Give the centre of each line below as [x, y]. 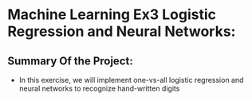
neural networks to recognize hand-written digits [99, 88]
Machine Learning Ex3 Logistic [112, 15]
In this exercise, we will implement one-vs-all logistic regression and [131, 80]
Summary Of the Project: [70, 61]
